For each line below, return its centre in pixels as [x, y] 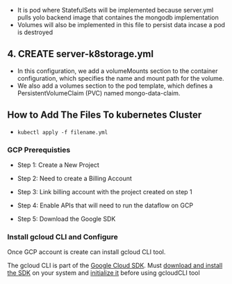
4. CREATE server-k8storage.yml [81, 54]
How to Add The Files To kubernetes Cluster [105, 115]
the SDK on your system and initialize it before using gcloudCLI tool [103, 273]
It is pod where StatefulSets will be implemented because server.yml [115, 10]
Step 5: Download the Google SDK [66, 219]
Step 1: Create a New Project [58, 165]
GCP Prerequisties [39, 150]
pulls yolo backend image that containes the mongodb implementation [118, 17]
